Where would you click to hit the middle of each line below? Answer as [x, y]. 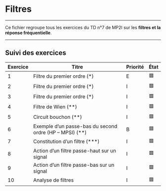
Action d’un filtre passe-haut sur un [75, 150]
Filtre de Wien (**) [55, 107]
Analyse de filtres [54, 180]
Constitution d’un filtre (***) [66, 142]
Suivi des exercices [36, 53]
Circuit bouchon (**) [58, 117]
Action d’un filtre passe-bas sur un [74, 165]
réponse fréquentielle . [28, 33]
